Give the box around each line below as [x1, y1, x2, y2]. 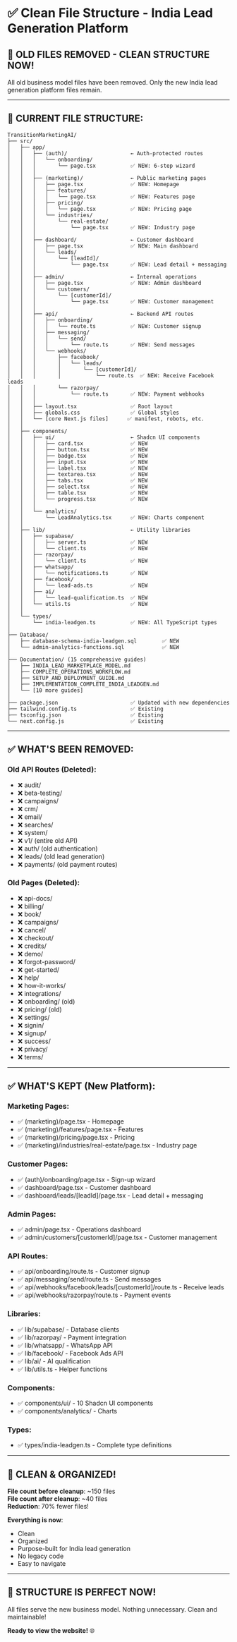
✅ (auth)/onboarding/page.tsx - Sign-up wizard [17, 1175, 157, 1184]
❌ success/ [17, 1037, 51, 1045]
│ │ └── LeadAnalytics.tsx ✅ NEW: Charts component [7, 513, 205, 521]
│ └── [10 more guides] [7, 686, 83, 694]
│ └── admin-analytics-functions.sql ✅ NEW [7, 643, 180, 650]
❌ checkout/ [17, 933, 54, 942]
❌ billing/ [17, 901, 44, 911]
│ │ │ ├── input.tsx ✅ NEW [7, 458, 148, 466]
